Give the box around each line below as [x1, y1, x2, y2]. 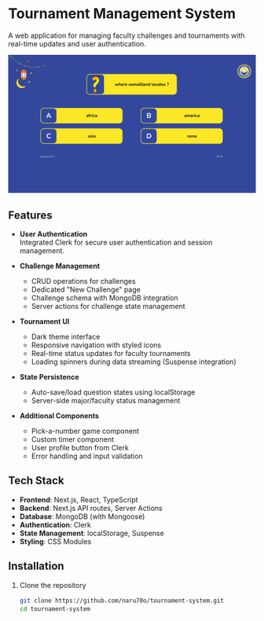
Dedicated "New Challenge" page [31, 285, 141, 295]
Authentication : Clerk [19, 520, 92, 529]
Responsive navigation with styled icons [31, 340, 162, 350]
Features [8, 208, 53, 222]
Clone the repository [19, 580, 86, 590]
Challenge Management [19, 261, 101, 271]
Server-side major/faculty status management [31, 396, 181, 406]
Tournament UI [19, 317, 70, 326]
